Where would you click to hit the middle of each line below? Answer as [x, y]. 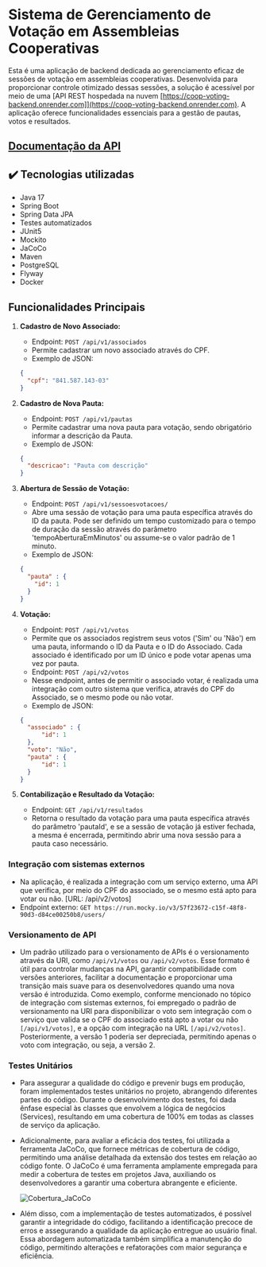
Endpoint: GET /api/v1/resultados [87, 810]
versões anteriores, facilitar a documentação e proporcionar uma [126, 977]
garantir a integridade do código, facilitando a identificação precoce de [136, 1222]
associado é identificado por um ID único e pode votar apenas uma [141, 655]
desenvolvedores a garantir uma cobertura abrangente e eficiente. [129, 1183]
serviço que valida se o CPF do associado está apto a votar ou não [129, 1019]
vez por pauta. [55, 663]
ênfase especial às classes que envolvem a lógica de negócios [123, 1109]
